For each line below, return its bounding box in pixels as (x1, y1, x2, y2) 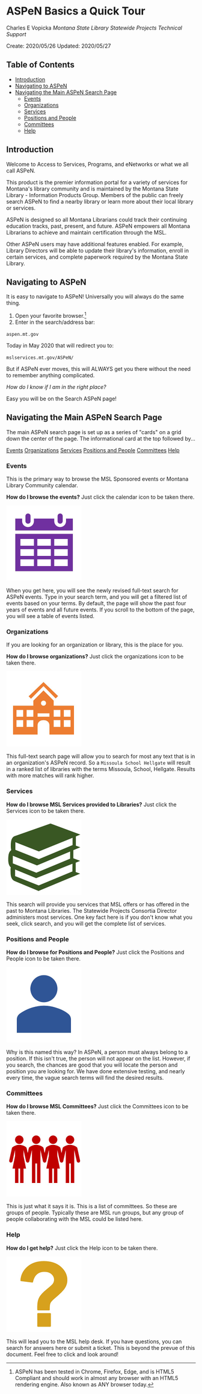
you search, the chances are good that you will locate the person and (6, 1061, 178, 1068)
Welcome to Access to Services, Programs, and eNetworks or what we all (6, 160, 189, 168)
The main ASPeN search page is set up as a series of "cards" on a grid (6, 428, 182, 435)
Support (6, 30, 26, 37)
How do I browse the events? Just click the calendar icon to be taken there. (6, 493, 195, 501)
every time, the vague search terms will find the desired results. (6, 1074, 164, 1082)
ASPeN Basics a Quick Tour (6, 4, 145, 18)
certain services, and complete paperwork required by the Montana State (6, 253, 188, 260)
